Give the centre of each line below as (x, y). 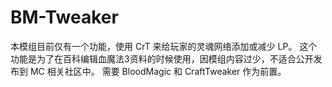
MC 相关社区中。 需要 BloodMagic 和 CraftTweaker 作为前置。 (158, 71)
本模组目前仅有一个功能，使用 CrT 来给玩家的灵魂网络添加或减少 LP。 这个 (164, 46)
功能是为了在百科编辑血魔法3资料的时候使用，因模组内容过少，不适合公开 (162, 58)
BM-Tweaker (64, 17)
